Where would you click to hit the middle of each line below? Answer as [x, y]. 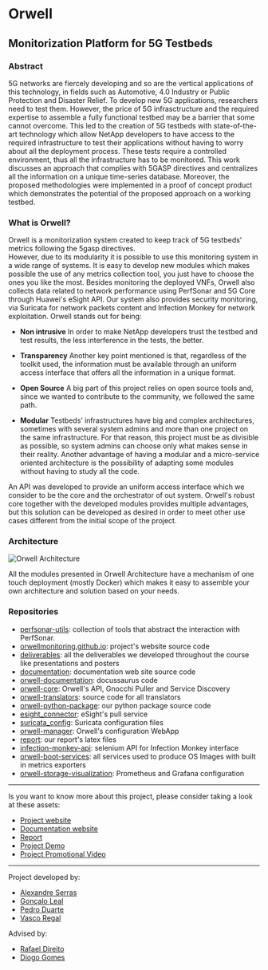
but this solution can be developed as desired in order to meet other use [127, 512]
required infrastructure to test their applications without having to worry [126, 142]
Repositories [33, 612]
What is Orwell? [39, 223]
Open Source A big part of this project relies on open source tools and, [136, 388]
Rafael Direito [42, 948]
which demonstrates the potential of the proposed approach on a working [130, 193]
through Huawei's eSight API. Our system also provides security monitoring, [133, 299]
